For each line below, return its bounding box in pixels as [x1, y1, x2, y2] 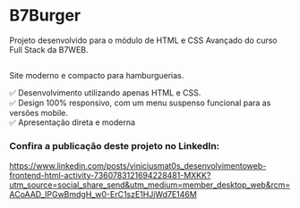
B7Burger [9, 5, 81, 26]
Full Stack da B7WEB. [9, 44, 89, 54]
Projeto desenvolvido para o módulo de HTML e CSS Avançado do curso [9, 35, 278, 46]
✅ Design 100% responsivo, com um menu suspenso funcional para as [9, 97, 271, 108]
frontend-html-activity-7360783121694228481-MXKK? [9, 170, 211, 180]
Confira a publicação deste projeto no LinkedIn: [9, 140, 220, 153]
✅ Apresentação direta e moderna [9, 117, 136, 128]
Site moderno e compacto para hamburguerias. [9, 71, 184, 81]
